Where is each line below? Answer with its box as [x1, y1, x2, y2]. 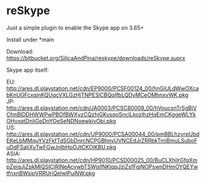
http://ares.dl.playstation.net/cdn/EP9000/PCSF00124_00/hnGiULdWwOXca [6, 84, 199, 92]
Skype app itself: [6, 66, 49, 74]
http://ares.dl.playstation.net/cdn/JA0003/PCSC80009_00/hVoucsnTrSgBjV [6, 104, 197, 111]
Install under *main [6, 36, 54, 43]
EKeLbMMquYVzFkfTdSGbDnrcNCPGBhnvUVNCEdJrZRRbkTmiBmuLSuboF [6, 136, 197, 144]
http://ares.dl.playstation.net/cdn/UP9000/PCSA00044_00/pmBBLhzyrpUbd [6, 130, 200, 138]
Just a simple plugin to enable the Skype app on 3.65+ [6, 24, 144, 31]
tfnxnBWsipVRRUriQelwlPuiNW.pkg [6, 169, 95, 177]
